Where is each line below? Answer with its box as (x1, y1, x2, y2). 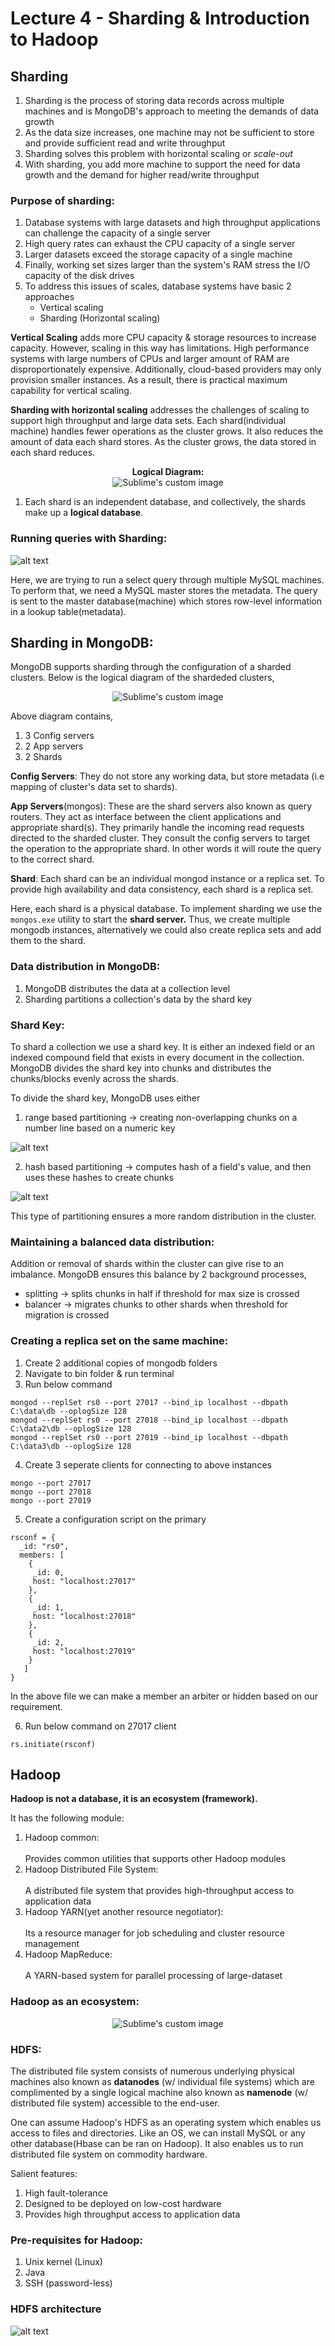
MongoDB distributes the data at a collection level (24, 982, 231, 994)
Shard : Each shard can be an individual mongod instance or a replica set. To (10, 873, 325, 885)
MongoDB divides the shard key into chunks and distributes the (10, 1062, 272, 1074)
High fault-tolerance (24, 2187, 108, 2199)
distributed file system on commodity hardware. (10, 2148, 208, 2160)
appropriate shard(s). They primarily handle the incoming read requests (10, 822, 305, 834)
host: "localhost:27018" (32, 1611, 137, 1621)
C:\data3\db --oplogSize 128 (10, 1441, 132, 1451)
